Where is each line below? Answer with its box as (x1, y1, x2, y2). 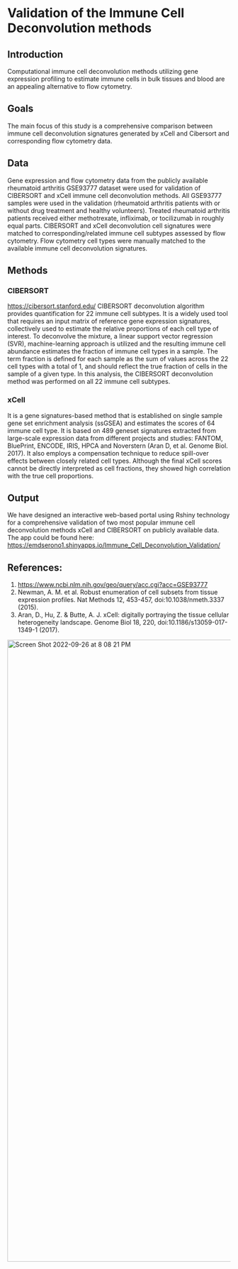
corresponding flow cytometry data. (7, 136, 113, 145)
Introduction (7, 48, 64, 60)
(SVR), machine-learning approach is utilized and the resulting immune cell (7, 339, 226, 348)
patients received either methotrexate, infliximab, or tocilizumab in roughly (7, 214, 225, 222)
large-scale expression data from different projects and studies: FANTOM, (7, 434, 223, 442)
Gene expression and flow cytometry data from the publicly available (7, 176, 208, 185)
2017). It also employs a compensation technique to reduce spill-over (7, 449, 209, 457)
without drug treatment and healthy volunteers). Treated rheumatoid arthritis (7, 206, 230, 214)
